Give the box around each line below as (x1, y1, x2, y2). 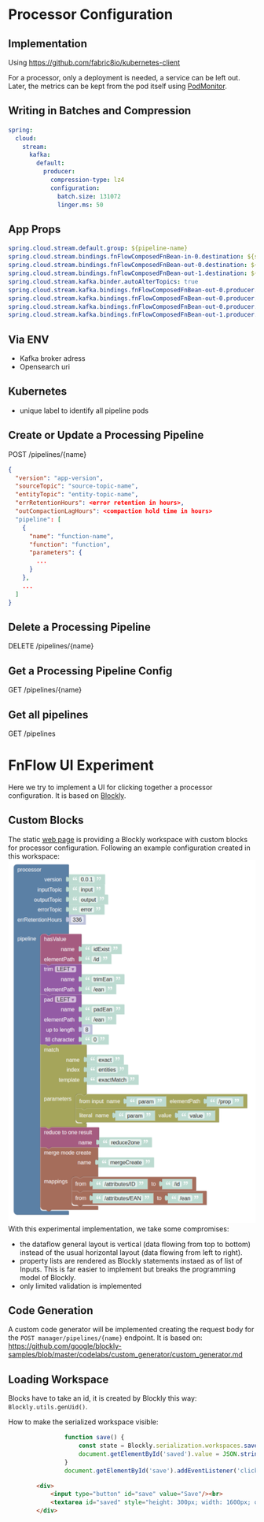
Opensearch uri (19, 362, 71, 372)
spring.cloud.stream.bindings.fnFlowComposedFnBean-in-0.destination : (8, 253, 244, 261)
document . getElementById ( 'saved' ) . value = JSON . (78, 1450, 241, 1458)
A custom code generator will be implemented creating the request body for (8, 1325, 255, 1335)
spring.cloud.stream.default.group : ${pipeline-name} (8, 244, 189, 253)
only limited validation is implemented (19, 1281, 142, 1290)
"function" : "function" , (28, 540, 111, 548)
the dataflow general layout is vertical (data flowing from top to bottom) (19, 1239, 251, 1249)
